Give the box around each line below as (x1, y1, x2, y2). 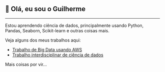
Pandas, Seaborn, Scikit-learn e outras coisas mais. (5, 27, 110, 33)
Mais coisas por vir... (5, 61, 47, 67)
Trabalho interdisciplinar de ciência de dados (12, 52, 104, 58)
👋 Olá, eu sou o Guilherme (5, 5, 86, 13)
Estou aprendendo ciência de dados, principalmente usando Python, (5, 23, 144, 28)
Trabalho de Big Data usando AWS (12, 47, 82, 52)
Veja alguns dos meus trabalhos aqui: (5, 37, 81, 43)
